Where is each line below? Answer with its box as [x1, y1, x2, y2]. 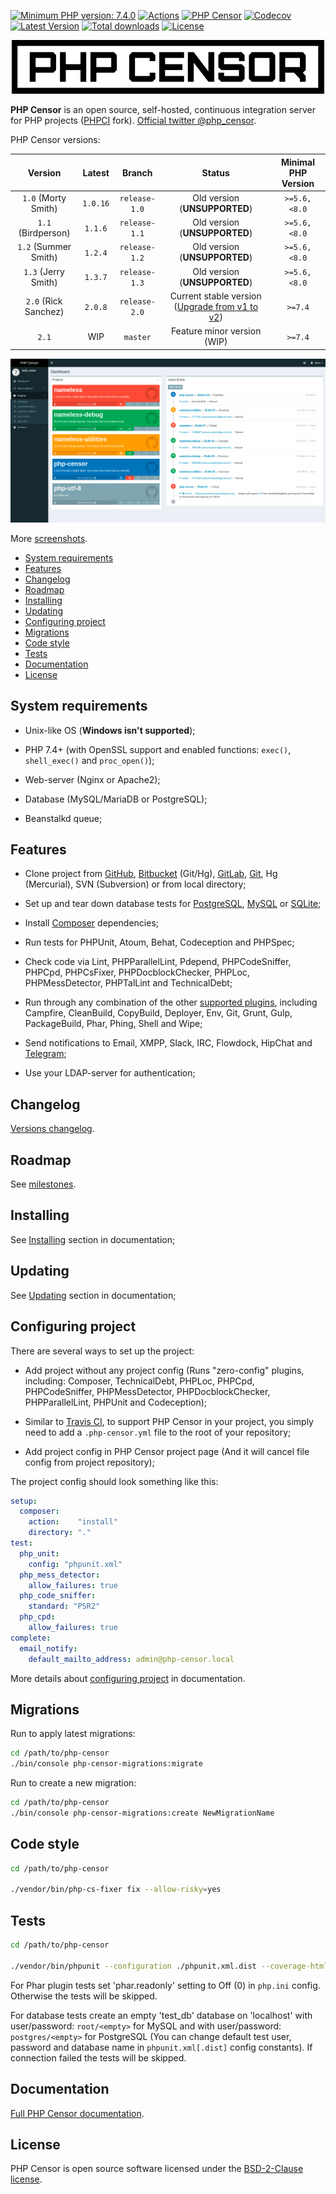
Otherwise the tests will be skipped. [10, 1990, 158, 2002]
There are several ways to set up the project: [10, 1345, 195, 1357]
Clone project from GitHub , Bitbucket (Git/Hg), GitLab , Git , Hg [24, 868, 278, 880]
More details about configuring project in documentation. [10, 1672, 246, 1684]
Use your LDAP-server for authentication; [24, 1067, 196, 1079]
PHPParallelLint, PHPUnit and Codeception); [24, 1396, 208, 1408]
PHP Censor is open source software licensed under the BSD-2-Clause [10, 2163, 304, 2175]
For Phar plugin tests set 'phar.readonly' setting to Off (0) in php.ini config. [10, 1979, 321, 1991]
